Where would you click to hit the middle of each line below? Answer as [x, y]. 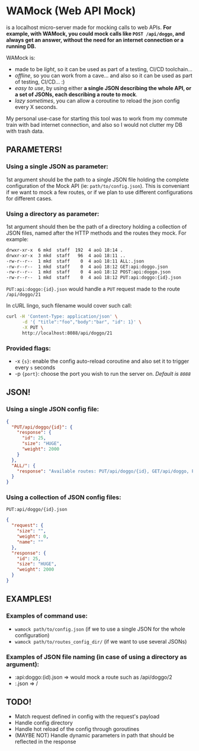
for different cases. [29, 198]
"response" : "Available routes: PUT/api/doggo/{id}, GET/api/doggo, [103, 471]
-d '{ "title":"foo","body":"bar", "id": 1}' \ [82, 322]
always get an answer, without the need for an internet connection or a [95, 40]
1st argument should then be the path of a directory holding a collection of [97, 226]
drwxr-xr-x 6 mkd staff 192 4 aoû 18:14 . [65, 250]
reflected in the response [45, 742]
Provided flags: [29, 348]
